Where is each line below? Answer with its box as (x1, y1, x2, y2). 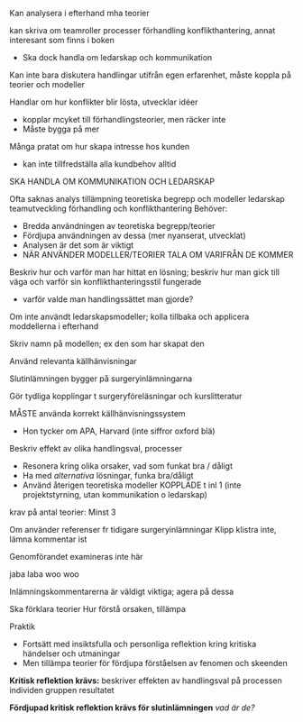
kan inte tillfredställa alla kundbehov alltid (22, 159, 177, 169)
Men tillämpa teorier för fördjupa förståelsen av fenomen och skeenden (22, 658, 289, 668)
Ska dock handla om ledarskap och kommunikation (22, 52, 213, 62)
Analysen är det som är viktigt (22, 240, 134, 251)
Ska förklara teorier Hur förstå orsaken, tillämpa (9, 604, 187, 614)
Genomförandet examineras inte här (9, 552, 143, 562)
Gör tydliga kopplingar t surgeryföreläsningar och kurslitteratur (9, 391, 243, 401)
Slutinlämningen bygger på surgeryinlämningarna (9, 373, 193, 384)
